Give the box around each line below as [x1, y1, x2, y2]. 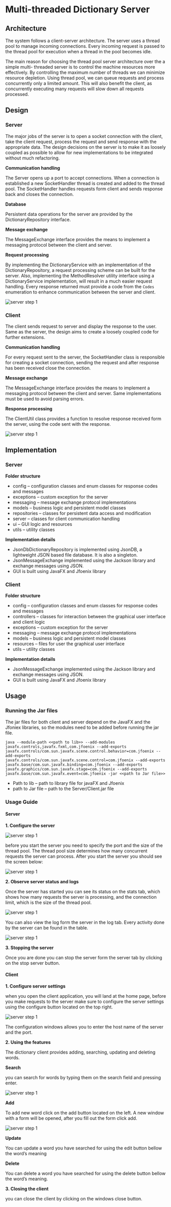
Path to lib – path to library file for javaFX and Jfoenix [12, 780, 125, 786]
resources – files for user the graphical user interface [12, 640, 125, 647]
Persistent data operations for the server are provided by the [5, 211, 133, 217]
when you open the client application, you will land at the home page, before [5, 993, 166, 999]
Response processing [5, 405, 53, 411]
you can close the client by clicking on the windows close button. [5, 1195, 143, 1201]
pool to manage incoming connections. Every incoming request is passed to [5, 43, 165, 49]
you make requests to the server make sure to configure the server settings [5, 998, 164, 1004]
